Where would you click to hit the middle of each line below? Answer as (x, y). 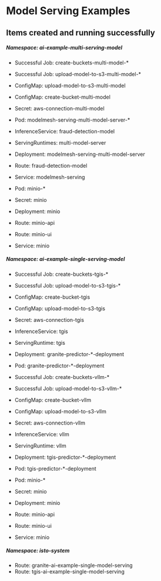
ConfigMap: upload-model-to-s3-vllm (61, 411)
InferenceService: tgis (41, 331)
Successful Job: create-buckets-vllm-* (62, 377)
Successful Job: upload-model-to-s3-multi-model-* (78, 74)
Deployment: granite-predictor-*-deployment (69, 354)
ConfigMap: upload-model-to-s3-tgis (60, 308)
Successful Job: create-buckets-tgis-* (61, 274)
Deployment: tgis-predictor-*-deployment (65, 457)
